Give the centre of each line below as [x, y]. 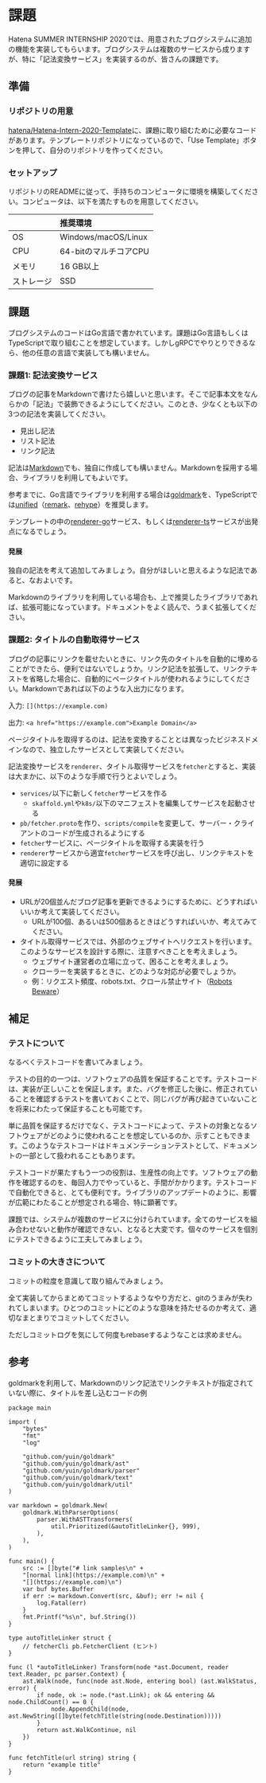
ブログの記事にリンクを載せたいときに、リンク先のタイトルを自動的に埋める [133, 659]
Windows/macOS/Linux [104, 237]
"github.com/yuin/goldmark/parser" [81, 1470]
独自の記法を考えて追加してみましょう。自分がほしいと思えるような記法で [129, 570]
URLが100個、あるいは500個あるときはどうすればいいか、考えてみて [145, 921]
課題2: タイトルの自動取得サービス [74, 639]
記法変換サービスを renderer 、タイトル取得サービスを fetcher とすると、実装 [132, 766]
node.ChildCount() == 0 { [51, 1702]
